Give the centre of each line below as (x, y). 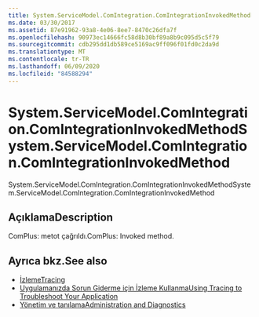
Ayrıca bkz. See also (58, 261)
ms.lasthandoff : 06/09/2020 (54, 67)
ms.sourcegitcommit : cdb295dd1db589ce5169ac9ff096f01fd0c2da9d (114, 45)
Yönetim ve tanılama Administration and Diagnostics (102, 305)
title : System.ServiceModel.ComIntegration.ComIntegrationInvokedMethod (129, 15)
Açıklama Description (61, 217)
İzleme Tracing (42, 280)
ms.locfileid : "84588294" (50, 74)
